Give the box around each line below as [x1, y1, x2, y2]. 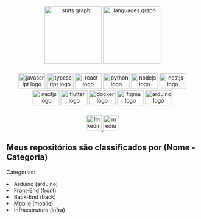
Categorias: [6, 168, 35, 176]
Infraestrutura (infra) [14, 206, 66, 213]
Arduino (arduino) [14, 180, 58, 187]
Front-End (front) [14, 187, 57, 194]
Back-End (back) [14, 193, 57, 201]
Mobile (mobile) [14, 199, 54, 207]
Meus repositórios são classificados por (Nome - [6, 143, 196, 153]
